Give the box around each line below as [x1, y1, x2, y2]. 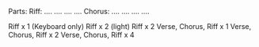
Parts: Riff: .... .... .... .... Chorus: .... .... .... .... [8, 7, 150, 16]
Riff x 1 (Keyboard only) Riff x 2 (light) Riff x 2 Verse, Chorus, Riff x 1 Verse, [8, 22, 252, 31]
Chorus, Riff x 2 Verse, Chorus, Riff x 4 [8, 31, 135, 39]
